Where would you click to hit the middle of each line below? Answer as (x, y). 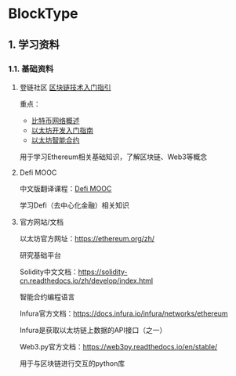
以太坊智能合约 (55, 140)
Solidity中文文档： (49, 272)
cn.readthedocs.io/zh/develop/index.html (86, 280)
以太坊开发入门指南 (62, 130)
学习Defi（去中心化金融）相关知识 (74, 205)
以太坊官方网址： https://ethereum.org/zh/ (87, 238)
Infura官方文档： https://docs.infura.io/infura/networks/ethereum (124, 313)
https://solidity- (103, 272)
